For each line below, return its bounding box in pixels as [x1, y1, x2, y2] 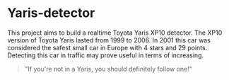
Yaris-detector [7, 5, 95, 21]
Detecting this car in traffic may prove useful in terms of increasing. [7, 51, 204, 59]
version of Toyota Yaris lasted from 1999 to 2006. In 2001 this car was [7, 35, 211, 44]
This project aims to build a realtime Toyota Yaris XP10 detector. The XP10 [7, 28, 223, 37]
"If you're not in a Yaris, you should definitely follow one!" [24, 64, 193, 73]
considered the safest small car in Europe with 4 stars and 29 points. [7, 43, 208, 52]
